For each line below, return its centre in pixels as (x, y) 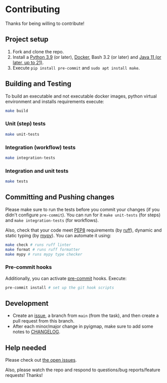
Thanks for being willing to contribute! (45, 23)
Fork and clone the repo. (38, 51)
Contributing (33, 9)
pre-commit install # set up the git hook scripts (60, 288)
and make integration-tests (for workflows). (52, 220)
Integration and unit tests (37, 171)
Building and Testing (38, 84)
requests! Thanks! (24, 375)
